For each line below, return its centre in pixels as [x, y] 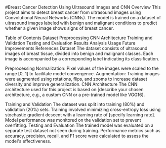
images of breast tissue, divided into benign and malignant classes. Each [79, 53]
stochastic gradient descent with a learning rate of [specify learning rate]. [80, 115]
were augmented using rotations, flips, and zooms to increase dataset [76, 79]
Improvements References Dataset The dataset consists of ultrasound [76, 48]
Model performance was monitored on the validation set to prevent [73, 120]
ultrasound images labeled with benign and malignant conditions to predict [81, 23]
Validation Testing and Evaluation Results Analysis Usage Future [70, 43]
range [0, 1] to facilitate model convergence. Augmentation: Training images [82, 74]
